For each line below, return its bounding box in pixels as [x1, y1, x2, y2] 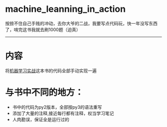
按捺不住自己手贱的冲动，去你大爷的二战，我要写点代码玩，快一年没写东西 [5, 20, 158, 26]
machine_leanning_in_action [5, 3, 126, 15]
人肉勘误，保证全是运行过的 [12, 116, 70, 122]
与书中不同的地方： [5, 87, 84, 98]
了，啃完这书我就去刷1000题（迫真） [5, 26, 81, 33]
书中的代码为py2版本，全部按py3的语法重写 [12, 104, 102, 110]
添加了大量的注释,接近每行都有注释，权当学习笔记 [12, 110, 114, 116]
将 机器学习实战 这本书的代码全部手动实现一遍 [5, 68, 97, 74]
